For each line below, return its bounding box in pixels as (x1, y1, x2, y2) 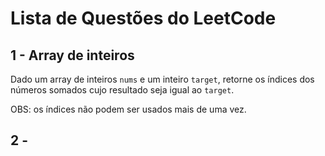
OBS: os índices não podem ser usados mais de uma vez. (10, 103, 247, 115)
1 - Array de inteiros (10, 47, 135, 64)
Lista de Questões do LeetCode (10, 7, 277, 30)
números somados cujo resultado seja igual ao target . (10, 84, 235, 96)
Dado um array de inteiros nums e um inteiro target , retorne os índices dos (10, 73, 315, 85)
